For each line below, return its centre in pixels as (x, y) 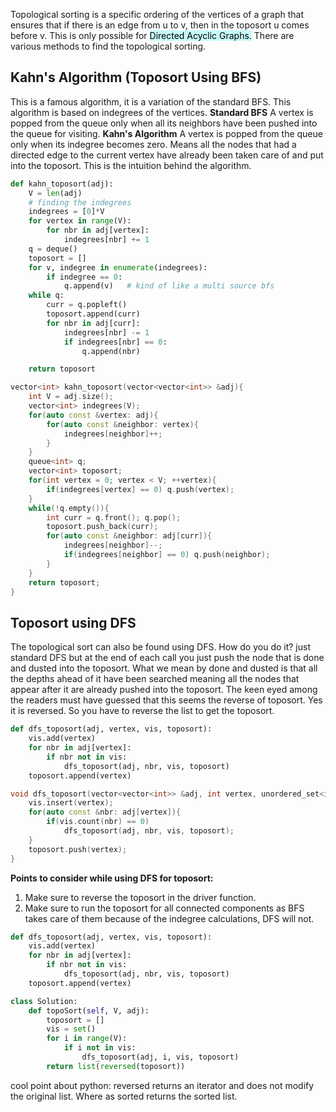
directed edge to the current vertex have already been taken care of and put (167, 155)
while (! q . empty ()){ (69, 508)
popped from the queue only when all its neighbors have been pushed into (164, 123)
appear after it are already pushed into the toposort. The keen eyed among (164, 690)
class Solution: (44, 1001)
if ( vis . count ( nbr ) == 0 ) (98, 822)
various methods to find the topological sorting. (108, 46)
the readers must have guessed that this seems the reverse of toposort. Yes (166, 700)
